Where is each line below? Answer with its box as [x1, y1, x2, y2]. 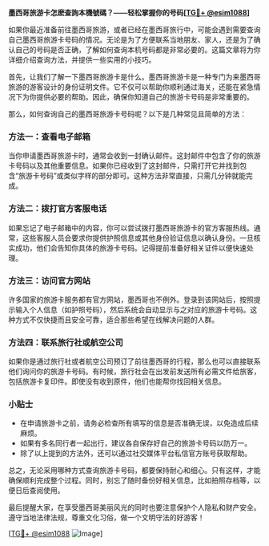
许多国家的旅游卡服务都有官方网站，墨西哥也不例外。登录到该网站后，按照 [8, 295, 254, 304]
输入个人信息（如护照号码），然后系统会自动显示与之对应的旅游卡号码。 [14, 304, 251, 314]
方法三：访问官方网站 [8, 275, 90, 286]
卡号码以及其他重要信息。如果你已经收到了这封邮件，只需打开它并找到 [8, 161, 240, 171]
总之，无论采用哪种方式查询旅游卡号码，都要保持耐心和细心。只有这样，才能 [8, 466, 261, 475]
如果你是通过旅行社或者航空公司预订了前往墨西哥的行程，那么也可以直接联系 [8, 357, 261, 366]
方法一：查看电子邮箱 [8, 131, 90, 142]
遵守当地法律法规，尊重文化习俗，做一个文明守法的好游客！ [8, 513, 205, 523]
